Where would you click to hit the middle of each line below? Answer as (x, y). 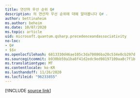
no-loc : (13, 41)
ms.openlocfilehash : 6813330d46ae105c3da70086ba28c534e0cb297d (70, 54)
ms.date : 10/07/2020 (26, 28)
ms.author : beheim (23, 23)
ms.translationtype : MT (29, 63)
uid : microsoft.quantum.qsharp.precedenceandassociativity (66, 37)
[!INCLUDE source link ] (28, 90)
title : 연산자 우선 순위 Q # (30, 9)
